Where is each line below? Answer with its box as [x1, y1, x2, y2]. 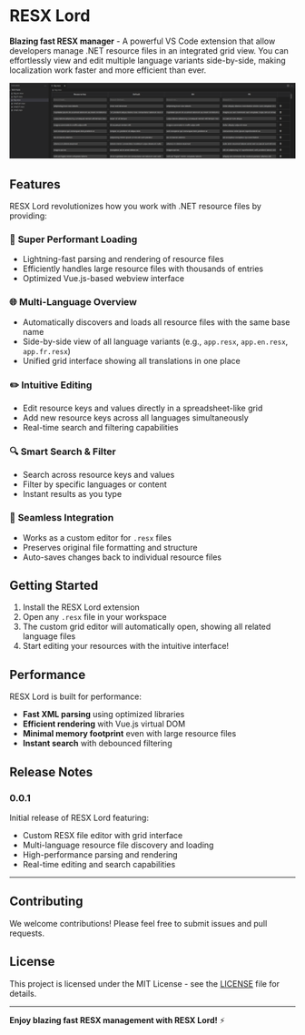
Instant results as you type [22, 489, 123, 500]
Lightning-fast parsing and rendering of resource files [22, 254, 224, 265]
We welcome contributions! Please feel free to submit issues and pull [9, 918, 268, 928]
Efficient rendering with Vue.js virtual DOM [22, 718, 186, 729]
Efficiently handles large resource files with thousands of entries [22, 263, 264, 274]
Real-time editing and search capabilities [22, 858, 176, 869]
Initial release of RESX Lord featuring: [9, 812, 150, 823]
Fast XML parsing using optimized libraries [22, 709, 185, 720]
